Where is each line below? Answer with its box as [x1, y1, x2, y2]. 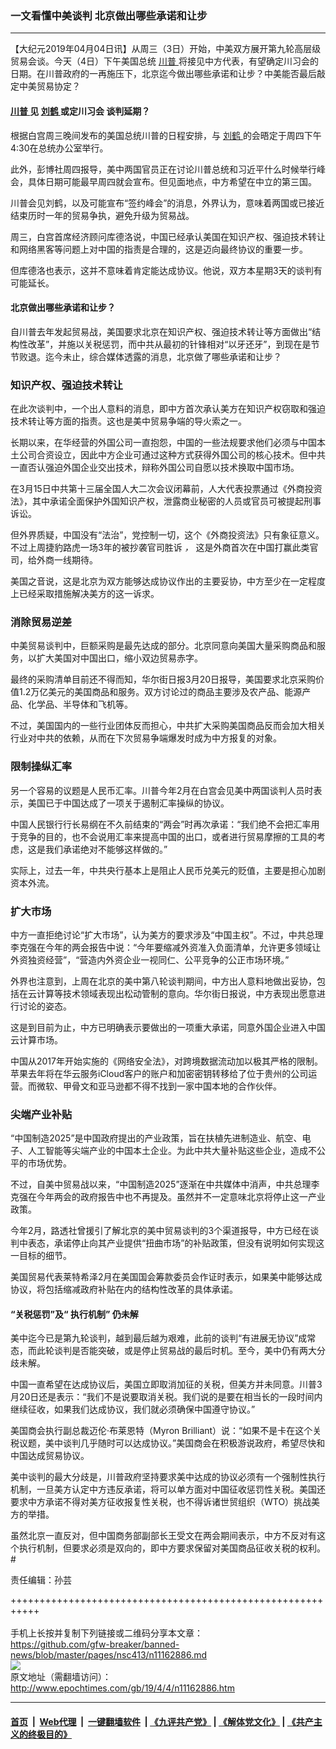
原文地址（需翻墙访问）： [10, 1671, 112, 1683]
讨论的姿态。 [18, 1000, 72, 1012]
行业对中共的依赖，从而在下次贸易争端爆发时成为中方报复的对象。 [10, 732, 282, 744]
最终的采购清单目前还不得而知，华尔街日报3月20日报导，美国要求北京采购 [10, 673, 317, 686]
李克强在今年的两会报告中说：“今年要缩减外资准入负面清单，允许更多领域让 [10, 941, 322, 953]
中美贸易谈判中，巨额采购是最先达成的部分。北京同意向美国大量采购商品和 [10, 640, 317, 652]
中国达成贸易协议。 [10, 1450, 90, 1462]
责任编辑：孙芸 [10, 1574, 72, 1586]
